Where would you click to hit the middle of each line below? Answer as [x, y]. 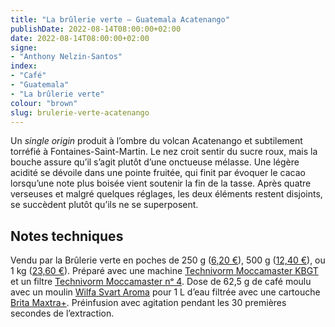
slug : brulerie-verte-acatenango [80, 112]
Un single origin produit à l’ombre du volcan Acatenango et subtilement [156, 141]
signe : [24, 47]
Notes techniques [67, 236]
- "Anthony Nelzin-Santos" [66, 57]
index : [24, 66]
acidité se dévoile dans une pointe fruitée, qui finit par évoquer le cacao [158, 173]
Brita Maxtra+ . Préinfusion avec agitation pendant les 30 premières [148, 303]
